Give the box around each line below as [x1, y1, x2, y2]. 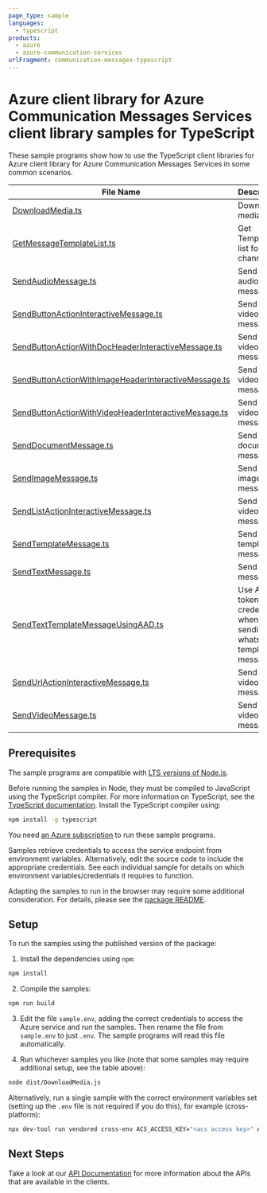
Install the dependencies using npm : [19, 954, 135, 964]
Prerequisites [8, 746, 76, 761]
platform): [8, 1109, 41, 1119]
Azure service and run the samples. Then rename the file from [19, 1023, 224, 1032]
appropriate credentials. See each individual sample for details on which [8, 862, 245, 872]
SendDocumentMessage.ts [12, 440, 114, 451]
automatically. [19, 1039, 66, 1049]
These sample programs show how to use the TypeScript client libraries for [8, 151, 254, 160]
